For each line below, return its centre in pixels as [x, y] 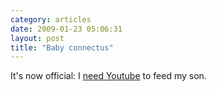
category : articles [51, 19]
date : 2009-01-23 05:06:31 [66, 29]
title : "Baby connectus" [62, 47]
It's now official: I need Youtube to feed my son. [108, 76]
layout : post [37, 38]
